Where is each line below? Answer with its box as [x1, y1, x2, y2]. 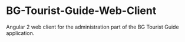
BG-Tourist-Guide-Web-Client [6, 4, 157, 17]
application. [6, 29, 35, 36]
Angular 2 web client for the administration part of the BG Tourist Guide [6, 23, 179, 30]
